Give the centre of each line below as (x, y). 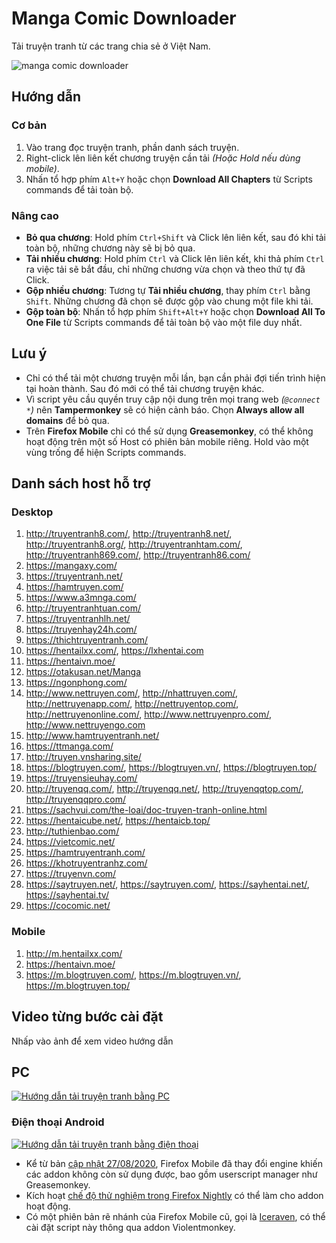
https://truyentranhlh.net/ (78, 619)
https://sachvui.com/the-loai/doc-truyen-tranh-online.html (146, 810)
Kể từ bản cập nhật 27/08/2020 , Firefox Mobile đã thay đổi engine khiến (174, 1163)
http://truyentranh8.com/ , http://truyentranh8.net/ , (129, 534)
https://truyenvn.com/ (71, 874)
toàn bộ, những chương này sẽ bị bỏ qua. (110, 248)
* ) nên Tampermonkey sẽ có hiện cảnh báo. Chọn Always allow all (165, 409)
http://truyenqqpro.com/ (75, 799)
